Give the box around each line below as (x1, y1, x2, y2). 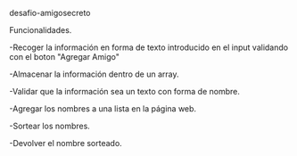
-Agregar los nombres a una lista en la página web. (9, 103, 197, 114)
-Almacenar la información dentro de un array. (9, 69, 179, 79)
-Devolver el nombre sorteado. (9, 138, 122, 148)
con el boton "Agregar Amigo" (9, 52, 120, 62)
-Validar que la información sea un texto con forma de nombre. (9, 86, 241, 96)
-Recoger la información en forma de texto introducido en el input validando (9, 42, 288, 53)
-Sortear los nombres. (9, 120, 91, 131)
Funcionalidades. (9, 25, 72, 35)
